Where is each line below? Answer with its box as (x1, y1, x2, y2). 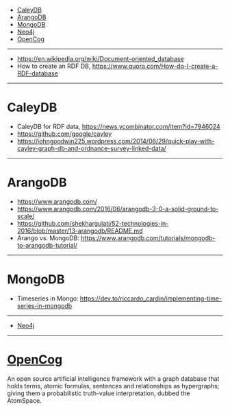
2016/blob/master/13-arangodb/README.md (16, 226, 143, 235)
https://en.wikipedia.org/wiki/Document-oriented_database (16, 55, 184, 62)
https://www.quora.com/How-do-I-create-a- (92, 62, 218, 70)
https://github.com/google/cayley (16, 130, 112, 138)
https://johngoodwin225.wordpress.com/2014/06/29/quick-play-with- (16, 137, 215, 145)
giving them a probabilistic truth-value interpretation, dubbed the (7, 389, 190, 397)
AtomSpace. (7, 396, 42, 404)
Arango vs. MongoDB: (16, 233, 80, 242)
